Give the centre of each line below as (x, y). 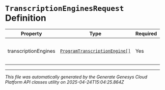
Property (31, 33)
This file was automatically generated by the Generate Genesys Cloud (76, 77)
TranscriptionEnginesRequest (65, 9)
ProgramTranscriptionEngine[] (96, 51)
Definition (26, 18)
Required (146, 33)
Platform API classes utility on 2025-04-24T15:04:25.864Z (65, 82)
